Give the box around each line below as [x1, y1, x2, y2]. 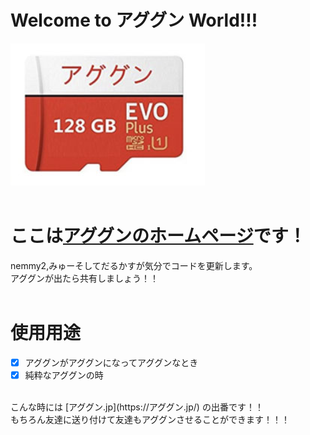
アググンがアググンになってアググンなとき [24, 356, 199, 368]
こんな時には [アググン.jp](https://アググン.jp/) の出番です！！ [10, 401, 264, 413]
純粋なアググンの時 [24, 369, 104, 381]
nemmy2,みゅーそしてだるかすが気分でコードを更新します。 [10, 259, 258, 271]
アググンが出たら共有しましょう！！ [10, 272, 160, 284]
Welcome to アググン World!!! [10, 9, 258, 32]
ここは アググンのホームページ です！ [10, 225, 307, 248]
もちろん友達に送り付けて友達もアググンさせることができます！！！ [10, 413, 291, 425]
